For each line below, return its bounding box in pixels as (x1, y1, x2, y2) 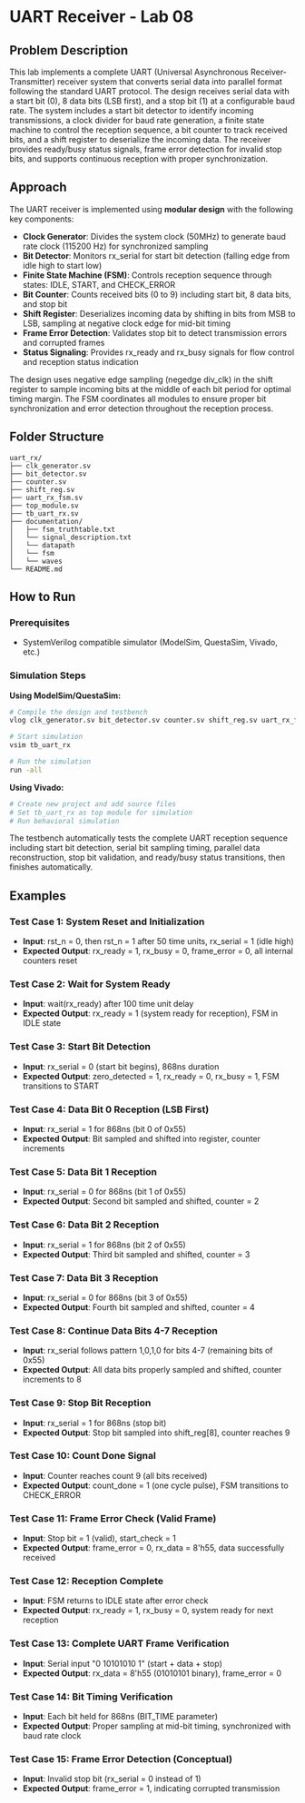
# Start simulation (9, 733, 84, 742)
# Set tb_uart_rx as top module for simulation (9, 808, 193, 817)
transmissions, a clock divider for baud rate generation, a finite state (9, 115, 265, 125)
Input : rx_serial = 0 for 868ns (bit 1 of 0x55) (22, 1187, 187, 1197)
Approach (9, 180, 67, 195)
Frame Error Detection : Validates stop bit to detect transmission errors (22, 327, 288, 338)
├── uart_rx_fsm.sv (9, 493, 84, 502)
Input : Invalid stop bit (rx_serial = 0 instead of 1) (22, 1773, 202, 1785)
